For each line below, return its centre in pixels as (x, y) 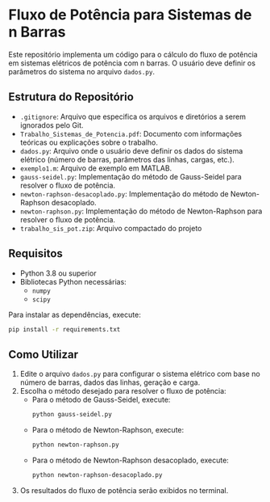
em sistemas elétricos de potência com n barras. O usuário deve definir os (132, 63)
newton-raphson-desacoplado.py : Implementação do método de (124, 194)
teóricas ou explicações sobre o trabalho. (89, 142)
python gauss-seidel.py (72, 415)
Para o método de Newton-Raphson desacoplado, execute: (131, 460)
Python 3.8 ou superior (58, 273)
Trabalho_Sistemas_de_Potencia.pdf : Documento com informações (131, 133)
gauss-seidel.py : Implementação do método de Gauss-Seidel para (131, 176)
